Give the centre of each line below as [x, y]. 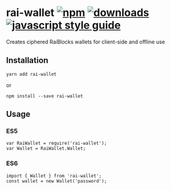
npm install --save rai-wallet [45, 96]
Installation [27, 60]
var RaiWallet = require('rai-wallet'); [57, 143]
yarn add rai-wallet [32, 74]
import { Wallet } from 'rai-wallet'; [54, 176]
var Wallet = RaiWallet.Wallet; [46, 148]
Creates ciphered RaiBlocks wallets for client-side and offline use [86, 42]
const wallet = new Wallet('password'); [57, 181]
